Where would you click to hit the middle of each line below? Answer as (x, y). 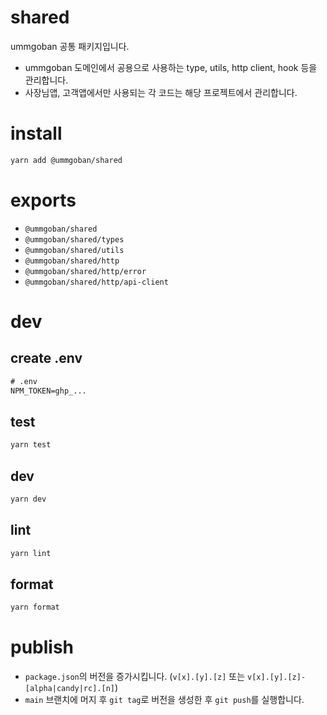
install (36, 133)
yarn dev (28, 499)
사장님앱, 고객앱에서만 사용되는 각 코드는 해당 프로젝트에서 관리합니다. (161, 92)
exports (43, 200)
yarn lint (31, 553)
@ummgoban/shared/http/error (85, 271)
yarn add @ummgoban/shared (66, 160)
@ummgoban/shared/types (74, 239)
